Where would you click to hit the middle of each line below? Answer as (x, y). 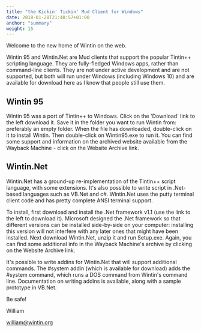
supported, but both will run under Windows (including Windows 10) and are (100, 76)
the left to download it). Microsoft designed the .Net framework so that (94, 218)
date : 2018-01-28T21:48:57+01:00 (48, 17)
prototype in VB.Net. (31, 287)
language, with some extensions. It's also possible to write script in (89, 187)
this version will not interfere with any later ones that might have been (92, 231)
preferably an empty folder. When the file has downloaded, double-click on (99, 129)
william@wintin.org (30, 322)
